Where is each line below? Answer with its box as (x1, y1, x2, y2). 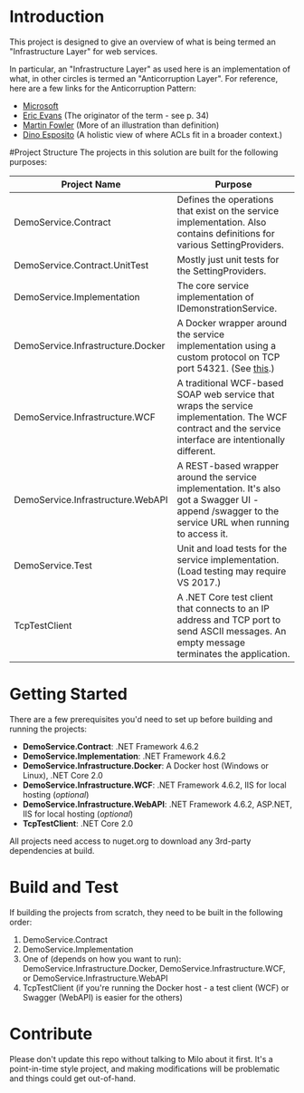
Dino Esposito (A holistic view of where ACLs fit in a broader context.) (22, 129, 283, 140)
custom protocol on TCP (176, 351, 280, 363)
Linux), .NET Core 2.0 (22, 769, 104, 780)
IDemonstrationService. (176, 302, 278, 314)
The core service (176, 279, 250, 292)
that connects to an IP (176, 602, 270, 614)
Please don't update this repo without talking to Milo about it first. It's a (9, 1053, 273, 1064)
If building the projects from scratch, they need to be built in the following (9, 906, 283, 917)
